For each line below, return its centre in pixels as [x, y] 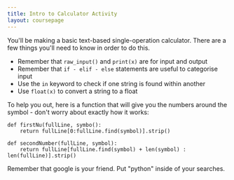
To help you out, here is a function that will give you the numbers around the [117, 104]
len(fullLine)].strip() [42, 155]
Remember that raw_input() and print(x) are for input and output [112, 61]
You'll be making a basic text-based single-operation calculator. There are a [117, 40]
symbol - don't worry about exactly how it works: [78, 112]
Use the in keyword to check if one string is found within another [111, 83]
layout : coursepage [36, 20]
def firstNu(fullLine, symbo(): [54, 125]
